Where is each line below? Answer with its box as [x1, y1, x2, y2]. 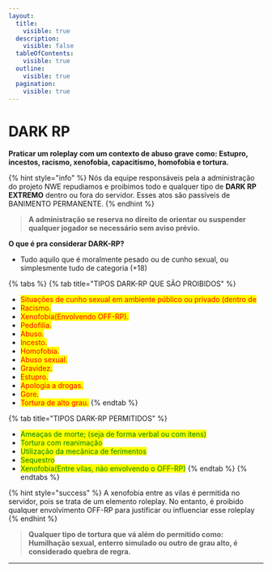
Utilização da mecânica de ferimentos [19, 446, 147, 456]
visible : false [23, 42, 74, 50]
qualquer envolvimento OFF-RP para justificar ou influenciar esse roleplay [8, 506, 255, 515]
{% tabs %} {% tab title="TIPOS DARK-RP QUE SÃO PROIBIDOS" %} [8, 279, 236, 288]
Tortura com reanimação [19, 438, 103, 448]
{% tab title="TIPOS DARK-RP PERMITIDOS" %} [8, 414, 168, 424]
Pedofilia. [19, 321, 53, 331]
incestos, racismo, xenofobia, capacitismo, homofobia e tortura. [8, 157, 229, 167]
